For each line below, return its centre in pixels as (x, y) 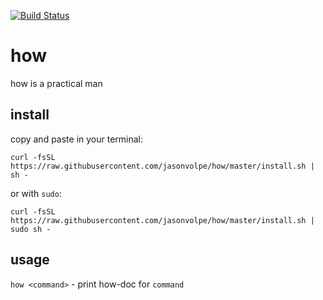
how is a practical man (56, 83)
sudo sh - (31, 229)
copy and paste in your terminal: (77, 139)
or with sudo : (36, 193)
